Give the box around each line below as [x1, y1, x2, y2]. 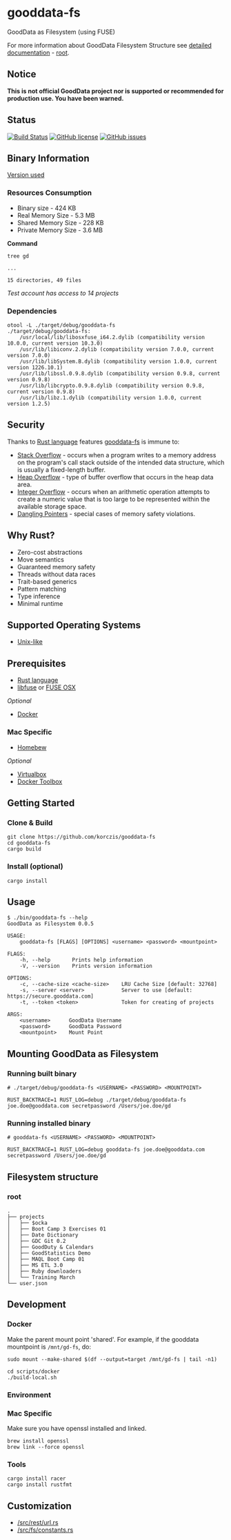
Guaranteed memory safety [17, 562, 96, 571]
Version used [7, 171, 45, 179]
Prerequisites [7, 658, 66, 669]
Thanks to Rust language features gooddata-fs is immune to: [7, 437, 180, 446]
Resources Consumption [7, 188, 92, 198]
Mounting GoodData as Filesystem [7, 1048, 159, 1060]
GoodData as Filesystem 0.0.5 [7, 920, 94, 927]
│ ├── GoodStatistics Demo [7, 1249, 91, 1257]
